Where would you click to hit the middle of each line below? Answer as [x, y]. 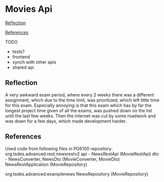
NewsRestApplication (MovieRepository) [46, 164]
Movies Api [29, 9]
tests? [18, 51]
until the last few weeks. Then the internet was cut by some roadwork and [81, 116]
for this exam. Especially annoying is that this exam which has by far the [78, 105]
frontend [21, 57]
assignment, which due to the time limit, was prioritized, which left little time [82, 100]
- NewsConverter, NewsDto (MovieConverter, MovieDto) [62, 159]
